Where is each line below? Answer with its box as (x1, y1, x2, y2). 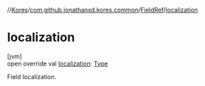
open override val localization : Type (7, 59, 108, 68)
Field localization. (7, 72, 57, 81)
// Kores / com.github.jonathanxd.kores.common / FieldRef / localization (7, 6, 198, 14)
